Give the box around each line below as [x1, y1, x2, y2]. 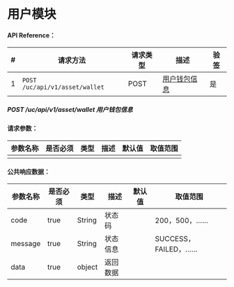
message [10, 239, 41, 249]
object [77, 262, 98, 272]
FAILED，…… [155, 245, 198, 254]
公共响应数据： [7, 167, 50, 176]
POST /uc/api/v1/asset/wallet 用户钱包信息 [7, 105, 134, 113]
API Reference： [7, 31, 56, 39]
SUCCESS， [155, 234, 195, 244]
